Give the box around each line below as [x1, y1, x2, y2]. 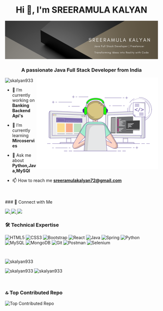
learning [12, 133, 29, 138]
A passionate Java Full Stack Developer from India [21, 67, 142, 73]
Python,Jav [12, 163, 36, 169]
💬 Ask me [12, 153, 32, 158]
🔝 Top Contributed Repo [5, 289, 63, 296]
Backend [12, 108, 31, 114]
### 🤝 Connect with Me [5, 199, 52, 205]
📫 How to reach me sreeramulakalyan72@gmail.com [12, 177, 122, 184]
